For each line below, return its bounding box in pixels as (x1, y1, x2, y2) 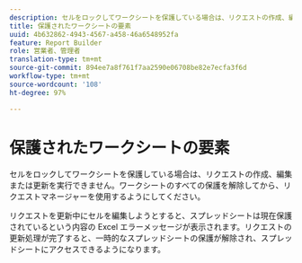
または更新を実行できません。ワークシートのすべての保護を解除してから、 (9, 180, 284, 191)
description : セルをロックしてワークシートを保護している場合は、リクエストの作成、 (9, 13, 289, 22)
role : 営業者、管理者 (9, 47, 81, 56)
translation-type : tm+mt (9, 55, 102, 64)
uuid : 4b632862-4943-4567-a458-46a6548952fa (9, 30, 179, 39)
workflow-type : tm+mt (9, 72, 91, 81)
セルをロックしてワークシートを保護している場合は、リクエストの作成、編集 (9, 169, 293, 180)
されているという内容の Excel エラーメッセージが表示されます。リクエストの (9, 222, 292, 232)
